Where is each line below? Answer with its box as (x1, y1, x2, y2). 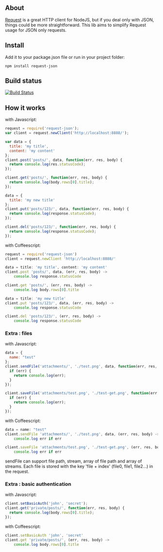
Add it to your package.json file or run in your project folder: (5, 54, 125, 60)
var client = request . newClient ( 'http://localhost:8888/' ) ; (5, 131, 130, 136)
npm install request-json (5, 63, 57, 69)
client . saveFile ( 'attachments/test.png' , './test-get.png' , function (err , (5, 391, 160, 396)
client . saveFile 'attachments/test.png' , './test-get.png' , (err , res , (5, 445, 153, 450)
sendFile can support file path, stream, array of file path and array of (5, 458, 142, 464)
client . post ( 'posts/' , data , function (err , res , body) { (5, 158, 123, 162)
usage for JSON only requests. (5, 27, 67, 33)
